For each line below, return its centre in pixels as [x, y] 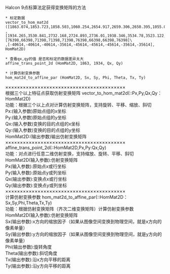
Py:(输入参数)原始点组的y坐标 [36, 117]
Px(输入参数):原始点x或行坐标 [36, 166]
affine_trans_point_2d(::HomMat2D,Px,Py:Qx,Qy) [56, 148]
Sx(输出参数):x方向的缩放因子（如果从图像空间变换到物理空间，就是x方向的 [83, 221]
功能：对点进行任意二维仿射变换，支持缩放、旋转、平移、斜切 [70, 153]
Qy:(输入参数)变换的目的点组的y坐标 [43, 130]
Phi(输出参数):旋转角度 [29, 247]
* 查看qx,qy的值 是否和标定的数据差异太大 [45, 59]
